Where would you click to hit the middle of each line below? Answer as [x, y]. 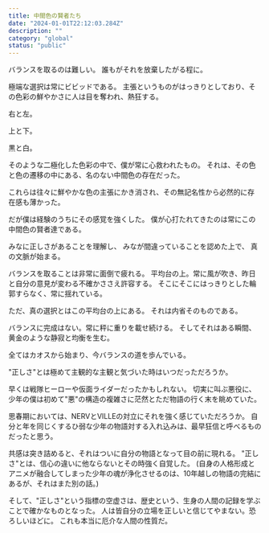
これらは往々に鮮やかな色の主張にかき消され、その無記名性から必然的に [128, 192]
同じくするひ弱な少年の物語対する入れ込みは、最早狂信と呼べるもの [149, 426]
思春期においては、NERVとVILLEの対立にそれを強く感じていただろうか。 [128, 416]
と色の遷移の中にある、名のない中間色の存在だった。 [96, 175]
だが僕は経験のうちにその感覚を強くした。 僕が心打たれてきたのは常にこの [132, 219]
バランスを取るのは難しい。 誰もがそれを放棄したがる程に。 [108, 70]
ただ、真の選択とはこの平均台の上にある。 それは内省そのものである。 [125, 311]
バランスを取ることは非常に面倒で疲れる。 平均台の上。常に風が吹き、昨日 [132, 273]
